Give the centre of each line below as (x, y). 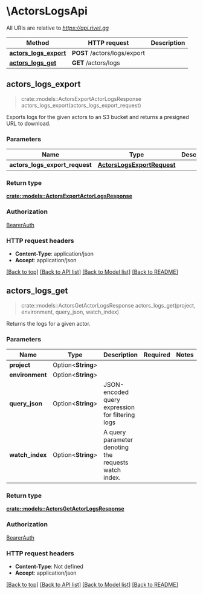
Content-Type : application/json (54, 253)
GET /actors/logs (96, 63)
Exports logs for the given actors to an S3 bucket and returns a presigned (98, 117)
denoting (116, 447)
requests (116, 462)
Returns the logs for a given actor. (48, 323)
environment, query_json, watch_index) (70, 312)
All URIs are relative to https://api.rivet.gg (58, 28)
